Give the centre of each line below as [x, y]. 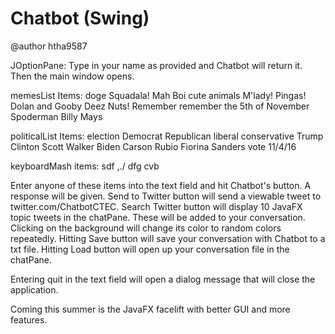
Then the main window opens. [72, 76]
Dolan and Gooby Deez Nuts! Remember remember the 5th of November [160, 106]
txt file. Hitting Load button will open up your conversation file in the [150, 249]
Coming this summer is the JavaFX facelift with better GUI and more [150, 309]
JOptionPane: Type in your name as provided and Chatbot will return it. [156, 65]
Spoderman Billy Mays [56, 116]
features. [29, 319]
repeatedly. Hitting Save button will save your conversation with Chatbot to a [168, 238]
